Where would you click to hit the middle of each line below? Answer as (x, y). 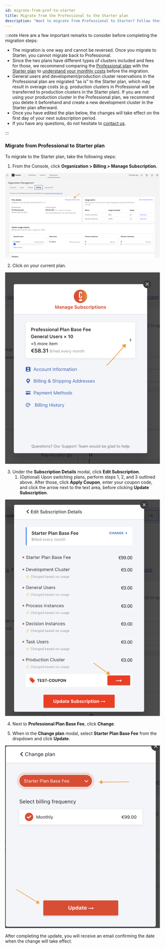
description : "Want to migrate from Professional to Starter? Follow (78, 21)
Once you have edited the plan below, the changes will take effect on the (86, 113)
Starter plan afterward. (35, 108)
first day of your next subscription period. (54, 118)
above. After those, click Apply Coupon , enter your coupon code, (86, 482)
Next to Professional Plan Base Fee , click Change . (64, 723)
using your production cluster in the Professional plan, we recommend (83, 97)
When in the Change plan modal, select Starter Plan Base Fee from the (84, 733)
